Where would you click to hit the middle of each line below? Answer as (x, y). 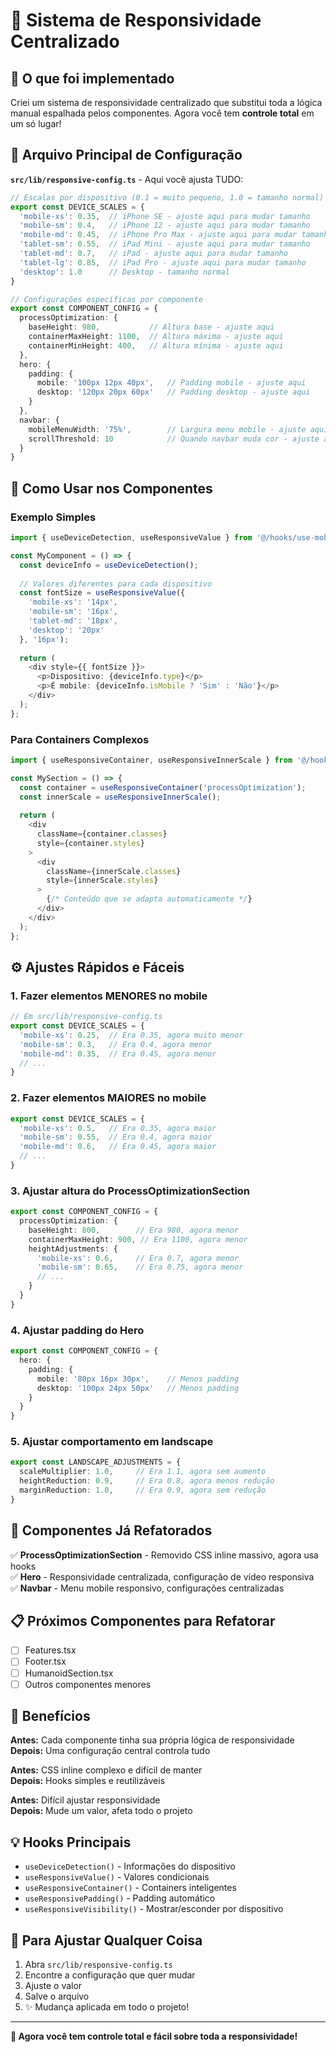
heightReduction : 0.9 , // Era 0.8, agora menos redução (147, 1481)
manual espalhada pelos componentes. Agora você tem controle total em (162, 113)
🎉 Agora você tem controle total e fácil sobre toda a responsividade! (154, 2036)
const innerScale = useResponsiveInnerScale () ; (120, 797)
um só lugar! (36, 123)
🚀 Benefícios (50, 1716)
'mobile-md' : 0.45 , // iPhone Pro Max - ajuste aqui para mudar (158, 235)
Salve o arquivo (57, 1996)
